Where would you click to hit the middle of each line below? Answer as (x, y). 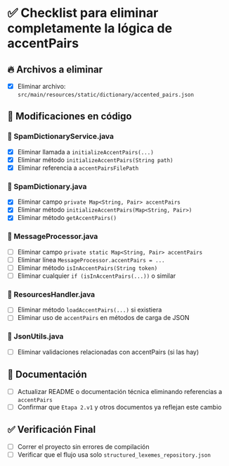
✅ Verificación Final (52, 430)
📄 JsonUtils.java (35, 336)
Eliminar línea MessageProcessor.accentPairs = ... (91, 259)
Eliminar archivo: (41, 86)
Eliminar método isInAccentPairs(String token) (87, 268)
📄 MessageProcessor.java (53, 236)
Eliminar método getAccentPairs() (67, 218)
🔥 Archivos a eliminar (55, 69)
